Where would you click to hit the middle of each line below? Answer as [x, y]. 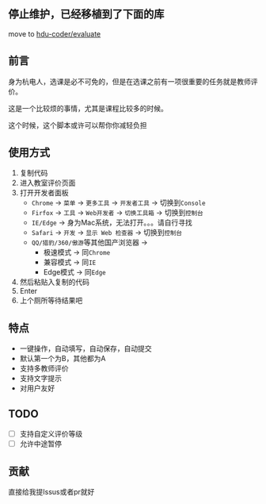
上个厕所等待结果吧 [51, 301]
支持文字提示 [40, 379]
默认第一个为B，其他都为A [63, 359]
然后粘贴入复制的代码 [54, 282]
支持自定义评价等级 [51, 434]
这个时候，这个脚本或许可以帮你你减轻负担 [78, 125]
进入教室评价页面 [47, 183]
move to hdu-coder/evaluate [55, 33]
